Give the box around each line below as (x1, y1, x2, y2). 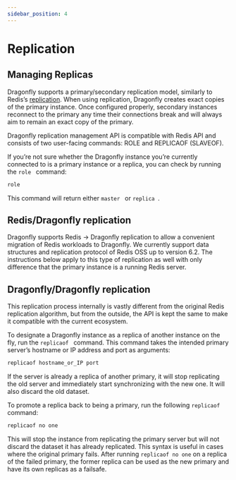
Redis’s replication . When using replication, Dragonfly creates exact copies (7, 95, 225, 103)
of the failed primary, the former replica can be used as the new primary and (7, 457, 230, 466)
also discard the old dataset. (7, 388, 90, 395)
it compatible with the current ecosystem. (7, 317, 128, 325)
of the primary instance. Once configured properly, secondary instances (7, 102, 218, 111)
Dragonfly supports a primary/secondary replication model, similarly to (7, 88, 213, 96)
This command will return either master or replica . (7, 193, 160, 202)
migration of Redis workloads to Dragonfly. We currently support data (7, 241, 209, 249)
